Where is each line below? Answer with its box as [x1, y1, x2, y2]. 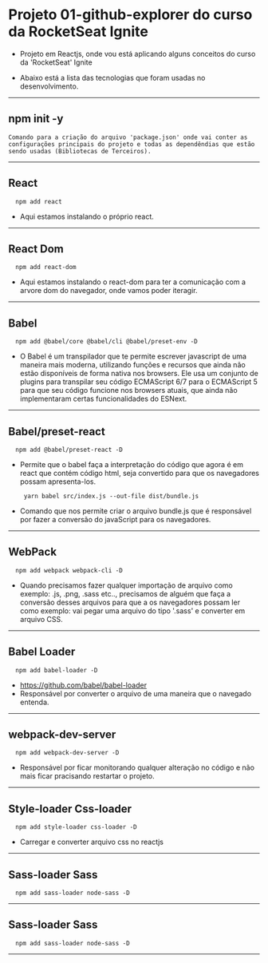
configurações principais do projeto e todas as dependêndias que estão [8, 140, 255, 149]
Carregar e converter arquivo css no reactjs [19, 837, 164, 847]
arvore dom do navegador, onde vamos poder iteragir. [19, 286, 198, 295]
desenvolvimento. [19, 81, 79, 91]
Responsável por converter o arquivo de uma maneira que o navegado [19, 688, 252, 698]
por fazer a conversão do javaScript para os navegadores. [19, 515, 211, 524]
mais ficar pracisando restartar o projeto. [19, 771, 156, 781]
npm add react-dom [15, 264, 77, 271]
